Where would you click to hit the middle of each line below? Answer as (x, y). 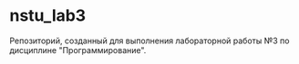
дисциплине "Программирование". (78, 50)
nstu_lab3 (48, 16)
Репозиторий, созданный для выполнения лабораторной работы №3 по (149, 41)
